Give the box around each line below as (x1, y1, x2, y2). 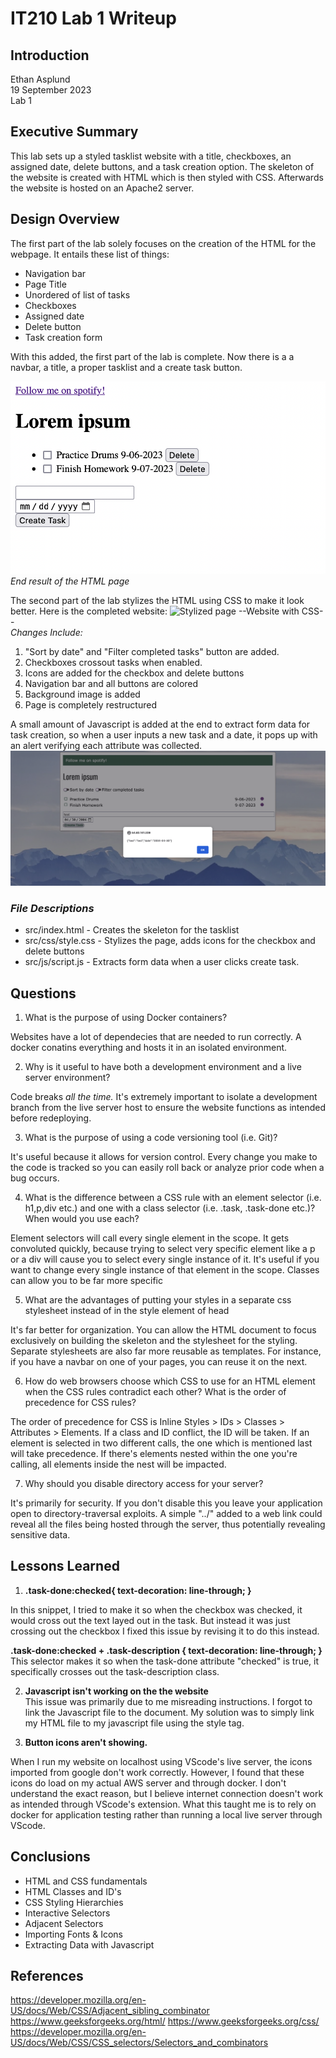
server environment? (24, 1072, 111, 1084)
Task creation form (24, 331, 103, 343)
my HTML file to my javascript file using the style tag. (24, 1717, 245, 1729)
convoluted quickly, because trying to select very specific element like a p (10, 1243, 316, 1255)
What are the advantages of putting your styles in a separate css (24, 1294, 292, 1306)
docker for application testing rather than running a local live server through (10, 1808, 323, 1821)
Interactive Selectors (24, 1907, 111, 1919)
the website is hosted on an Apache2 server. (10, 182, 195, 194)
